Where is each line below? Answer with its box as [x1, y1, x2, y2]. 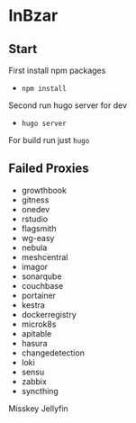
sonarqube [21, 271, 62, 282]
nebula [21, 242, 48, 253]
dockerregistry [21, 309, 77, 319]
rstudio [21, 213, 49, 224]
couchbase [21, 280, 64, 291]
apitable [21, 328, 52, 338]
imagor [21, 261, 49, 272]
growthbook [21, 184, 67, 195]
